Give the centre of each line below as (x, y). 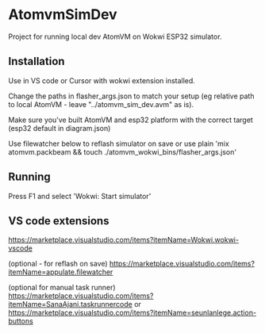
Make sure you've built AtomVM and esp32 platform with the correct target (131, 120)
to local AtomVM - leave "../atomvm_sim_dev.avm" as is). (101, 104)
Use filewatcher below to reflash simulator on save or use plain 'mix (119, 144)
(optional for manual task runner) (62, 288)
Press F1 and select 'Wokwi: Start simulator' (80, 196)
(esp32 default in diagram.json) (60, 128)
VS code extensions (59, 221)
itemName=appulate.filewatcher (61, 272)
